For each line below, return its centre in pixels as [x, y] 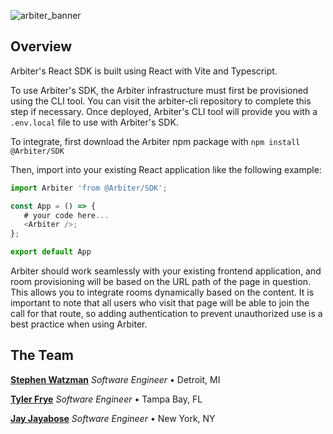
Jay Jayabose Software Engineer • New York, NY [113, 418]
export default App [51, 252]
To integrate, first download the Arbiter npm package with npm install [155, 141]
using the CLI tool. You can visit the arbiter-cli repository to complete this [161, 101]
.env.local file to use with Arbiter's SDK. [94, 122]
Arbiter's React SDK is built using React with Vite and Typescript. [144, 71]
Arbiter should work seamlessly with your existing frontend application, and [166, 271]
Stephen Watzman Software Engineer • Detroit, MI [115, 379]
